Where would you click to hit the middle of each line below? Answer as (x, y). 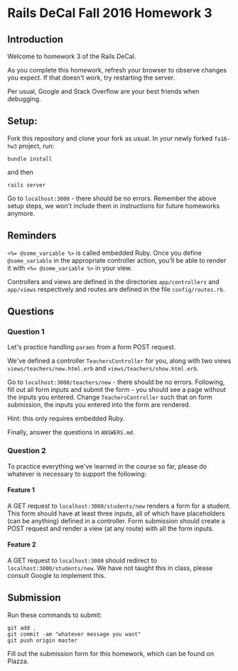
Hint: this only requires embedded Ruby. (66, 419)
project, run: (37, 146)
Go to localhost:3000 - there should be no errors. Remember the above (112, 198)
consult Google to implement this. (57, 576)
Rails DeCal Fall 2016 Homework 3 (110, 13)
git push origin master (43, 640)
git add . (22, 628)
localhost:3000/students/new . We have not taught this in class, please (110, 568)
